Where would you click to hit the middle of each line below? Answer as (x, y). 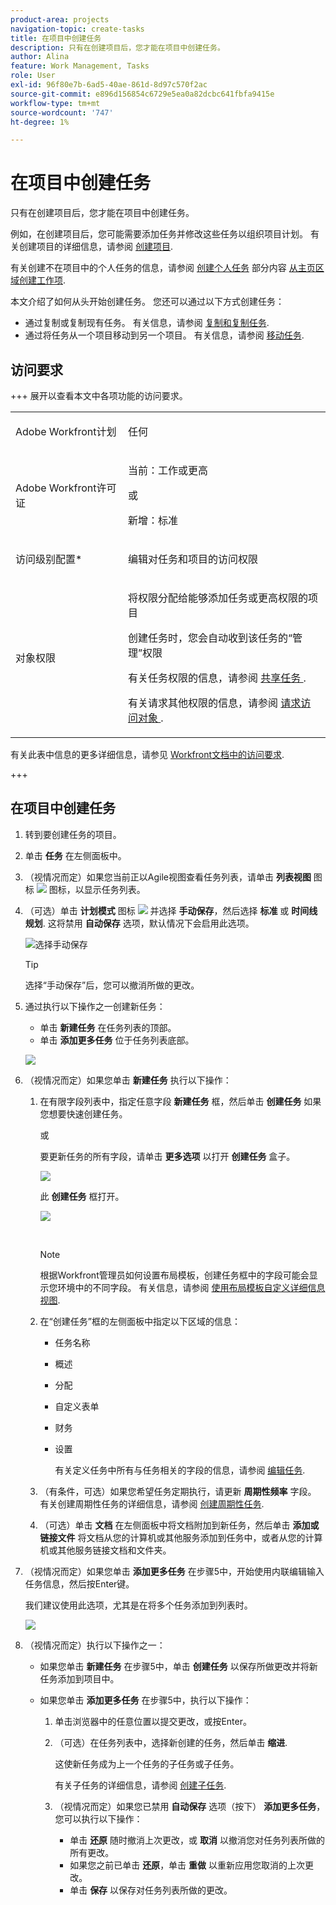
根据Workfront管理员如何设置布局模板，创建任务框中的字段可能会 (174, 1275)
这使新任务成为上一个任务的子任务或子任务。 (147, 1763)
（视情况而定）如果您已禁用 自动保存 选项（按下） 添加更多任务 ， (190, 1806)
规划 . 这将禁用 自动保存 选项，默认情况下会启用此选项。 (139, 923)
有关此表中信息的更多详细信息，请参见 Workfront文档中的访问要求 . (147, 754)
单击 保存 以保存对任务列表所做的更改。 (151, 1890)
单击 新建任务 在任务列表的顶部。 (108, 1027)
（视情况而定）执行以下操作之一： (95, 1645)
